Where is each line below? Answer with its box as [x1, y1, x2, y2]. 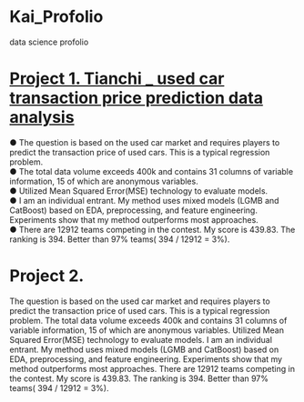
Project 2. [9, 266, 85, 286]
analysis [9, 107, 75, 128]
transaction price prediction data [9, 88, 264, 108]
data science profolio [9, 36, 89, 47]
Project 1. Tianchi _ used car [9, 68, 225, 89]
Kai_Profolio [9, 6, 104, 27]
